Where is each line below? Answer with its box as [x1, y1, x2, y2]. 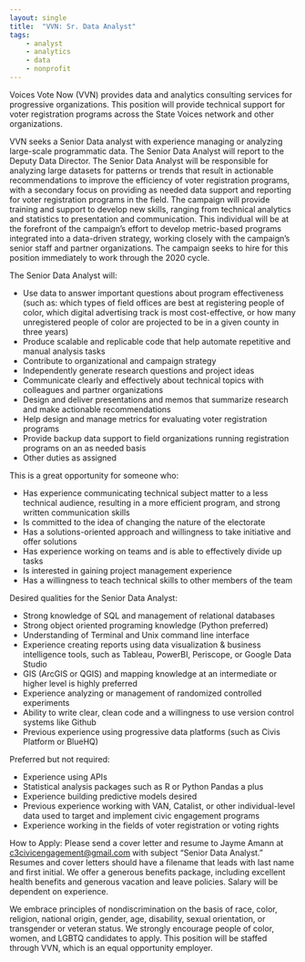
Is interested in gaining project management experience [22, 564, 232, 575]
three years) [22, 326, 69, 337]
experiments [22, 697, 70, 708]
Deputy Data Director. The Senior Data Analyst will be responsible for [9, 155, 269, 166]
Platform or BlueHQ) [22, 736, 98, 747]
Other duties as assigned [22, 452, 117, 463]
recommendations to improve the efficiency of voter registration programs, [9, 174, 290, 185]
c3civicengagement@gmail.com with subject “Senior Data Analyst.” [9, 847, 264, 858]
